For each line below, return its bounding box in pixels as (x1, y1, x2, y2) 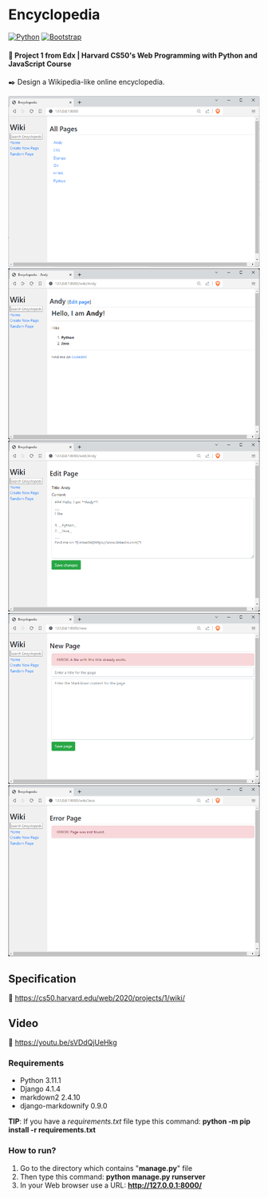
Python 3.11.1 (19, 1076, 61, 1085)
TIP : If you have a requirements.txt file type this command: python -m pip (8, 1116, 251, 1126)
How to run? (8, 1145, 57, 1156)
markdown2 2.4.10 (19, 1093, 81, 1102)
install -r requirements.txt (8, 1125, 96, 1135)
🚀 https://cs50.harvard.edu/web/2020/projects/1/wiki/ (8, 993, 186, 1003)
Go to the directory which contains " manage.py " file (19, 1163, 193, 1172)
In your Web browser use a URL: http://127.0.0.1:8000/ (19, 1180, 202, 1190)
